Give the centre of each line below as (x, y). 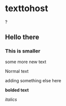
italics (11, 99)
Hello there (22, 37)
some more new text (26, 62)
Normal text (17, 71)
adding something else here (33, 80)
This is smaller (23, 51)
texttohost (27, 9)
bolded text (17, 90)
